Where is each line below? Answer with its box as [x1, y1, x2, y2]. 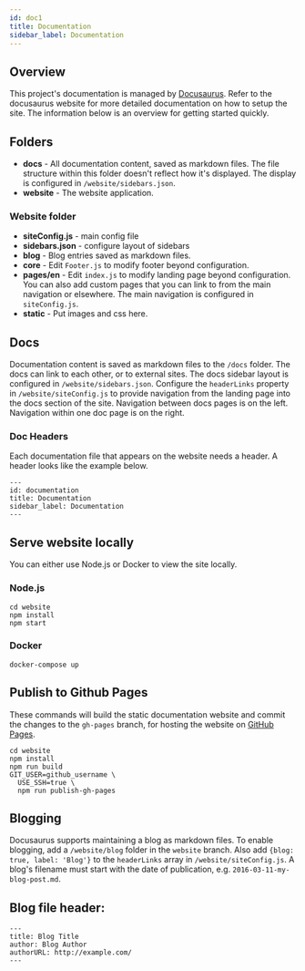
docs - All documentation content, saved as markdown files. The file [22, 159, 280, 169]
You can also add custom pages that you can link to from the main [22, 279, 271, 290]
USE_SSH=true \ [17, 778, 76, 787]
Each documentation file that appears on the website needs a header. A [9, 450, 278, 461]
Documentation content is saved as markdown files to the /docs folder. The [9, 359, 291, 370]
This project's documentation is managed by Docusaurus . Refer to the [9, 88, 273, 99]
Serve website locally [9, 534, 135, 550]
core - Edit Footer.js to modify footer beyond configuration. [22, 260, 249, 271]
